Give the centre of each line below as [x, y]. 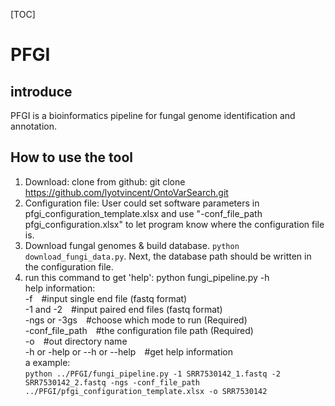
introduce [41, 91]
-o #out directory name [76, 341]
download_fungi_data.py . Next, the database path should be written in [168, 256]
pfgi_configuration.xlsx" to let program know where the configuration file [174, 224]
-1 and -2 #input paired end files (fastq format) [123, 309]
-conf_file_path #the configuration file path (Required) [139, 330]
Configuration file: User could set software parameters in [142, 203]
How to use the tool [71, 157]
